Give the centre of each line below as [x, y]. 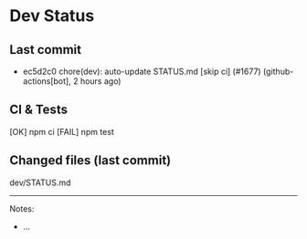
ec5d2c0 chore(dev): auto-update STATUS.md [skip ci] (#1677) [142, 71]
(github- [279, 71]
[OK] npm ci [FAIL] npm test [62, 131]
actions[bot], [47, 81]
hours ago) [101, 81]
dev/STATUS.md [40, 182]
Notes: [22, 208]
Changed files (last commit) [90, 161]
